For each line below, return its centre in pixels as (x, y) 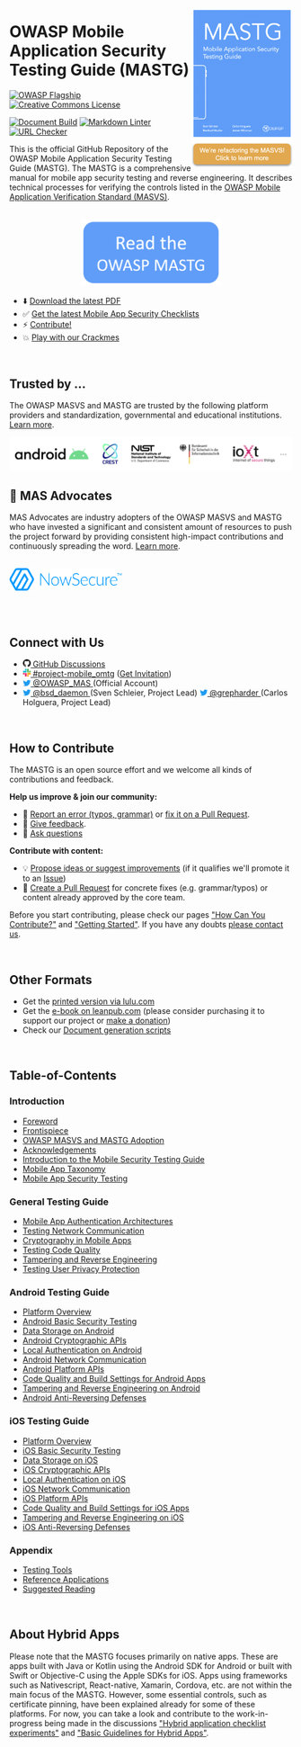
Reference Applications (66, 1579)
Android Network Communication (84, 1360)
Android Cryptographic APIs (75, 1340)
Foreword (40, 1121)
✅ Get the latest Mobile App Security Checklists (111, 314)
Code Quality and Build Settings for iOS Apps (106, 1508)
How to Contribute (62, 748)
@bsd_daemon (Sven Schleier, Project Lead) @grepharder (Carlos (160, 693)
